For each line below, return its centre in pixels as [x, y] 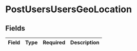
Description [85, 43]
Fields [15, 28]
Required [54, 43]
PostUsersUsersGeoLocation [69, 9]
